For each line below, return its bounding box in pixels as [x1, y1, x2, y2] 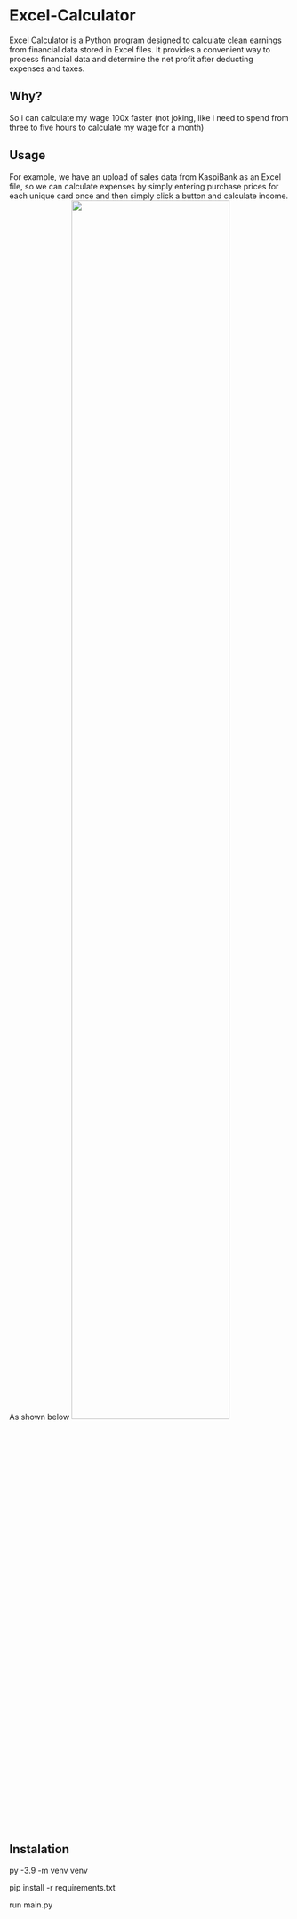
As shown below [9, 1411, 70, 1422]
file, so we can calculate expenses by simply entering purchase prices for [9, 181, 279, 191]
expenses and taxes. [9, 63, 85, 74]
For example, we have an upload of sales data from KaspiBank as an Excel [9, 171, 282, 182]
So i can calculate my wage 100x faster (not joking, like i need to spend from [9, 112, 289, 123]
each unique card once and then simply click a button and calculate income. [9, 190, 289, 201]
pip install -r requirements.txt [9, 1883, 116, 1893]
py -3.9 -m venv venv [9, 1865, 89, 1876]
